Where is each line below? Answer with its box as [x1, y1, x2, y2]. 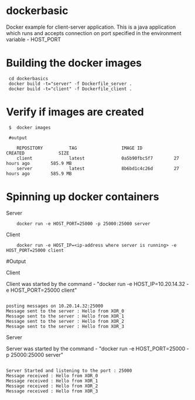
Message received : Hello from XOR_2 [6, 383, 98, 389]
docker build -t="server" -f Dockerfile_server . [8, 81, 132, 87]
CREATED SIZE [6, 150, 69, 156]
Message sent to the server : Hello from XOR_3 [6, 323, 125, 329]
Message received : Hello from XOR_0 [6, 373, 98, 378]
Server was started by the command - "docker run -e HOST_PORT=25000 [6, 345, 186, 352]
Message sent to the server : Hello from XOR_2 [6, 318, 125, 324]
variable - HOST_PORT [6, 36, 61, 43]
